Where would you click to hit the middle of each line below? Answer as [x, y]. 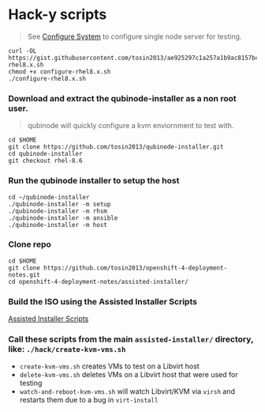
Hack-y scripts [58, 15]
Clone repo [30, 244]
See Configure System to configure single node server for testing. [134, 36]
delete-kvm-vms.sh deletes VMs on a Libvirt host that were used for [129, 375]
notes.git [24, 274]
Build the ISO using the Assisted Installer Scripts [103, 301]
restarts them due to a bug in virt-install [89, 400]
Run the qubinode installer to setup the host [94, 181]
